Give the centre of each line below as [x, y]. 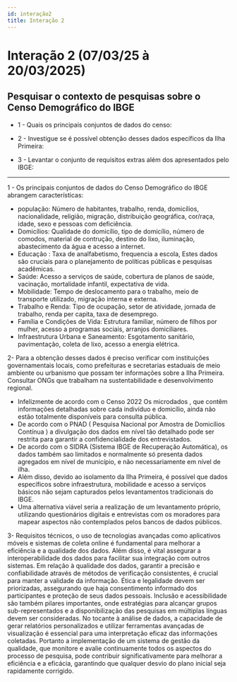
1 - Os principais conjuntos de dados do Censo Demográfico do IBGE [108, 187]
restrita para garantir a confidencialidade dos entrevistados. [104, 439]
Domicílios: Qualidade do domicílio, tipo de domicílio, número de [111, 231]
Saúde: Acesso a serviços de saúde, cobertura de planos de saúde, [116, 276]
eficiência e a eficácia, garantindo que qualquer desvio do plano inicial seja [117, 663]
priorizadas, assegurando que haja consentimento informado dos [102, 588]
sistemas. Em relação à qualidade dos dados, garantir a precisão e [104, 565]
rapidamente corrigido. [41, 671]
